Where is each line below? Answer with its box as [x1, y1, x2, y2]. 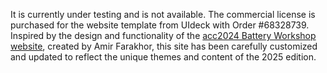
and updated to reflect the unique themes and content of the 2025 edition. [10, 51, 317, 63]
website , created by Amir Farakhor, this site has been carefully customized [10, 40, 318, 52]
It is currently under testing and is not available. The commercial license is [10, 9, 316, 20]
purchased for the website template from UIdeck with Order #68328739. [10, 19, 310, 31]
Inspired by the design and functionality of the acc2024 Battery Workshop [10, 30, 317, 41]
